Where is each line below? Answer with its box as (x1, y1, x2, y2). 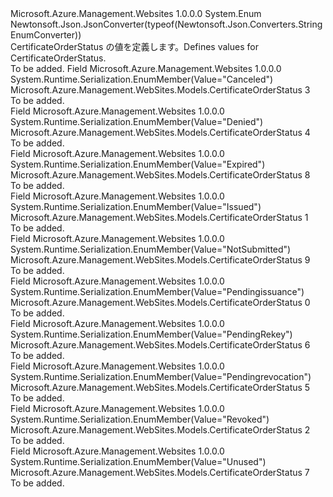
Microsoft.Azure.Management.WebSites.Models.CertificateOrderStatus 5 (10, 382, 311, 393)
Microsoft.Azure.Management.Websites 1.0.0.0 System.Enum (10, 8, 262, 19)
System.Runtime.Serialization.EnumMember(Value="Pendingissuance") (10, 286, 305, 297)
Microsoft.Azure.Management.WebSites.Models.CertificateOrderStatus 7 (10, 467, 310, 478)
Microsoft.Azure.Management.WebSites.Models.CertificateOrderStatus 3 (10, 84, 311, 96)
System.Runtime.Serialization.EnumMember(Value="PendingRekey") (10, 328, 293, 340)
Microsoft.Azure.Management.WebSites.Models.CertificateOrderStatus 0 (10, 297, 311, 308)
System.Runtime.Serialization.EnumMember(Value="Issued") (10, 201, 262, 212)
